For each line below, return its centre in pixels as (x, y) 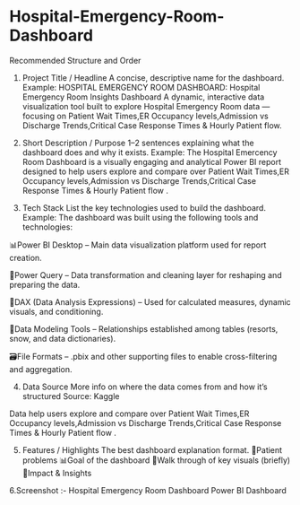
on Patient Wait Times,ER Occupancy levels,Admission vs (163, 116)
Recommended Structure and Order (75, 60)
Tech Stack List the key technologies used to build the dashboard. (144, 207)
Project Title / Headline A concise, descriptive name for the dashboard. (153, 77)
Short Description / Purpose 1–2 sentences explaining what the (138, 143)
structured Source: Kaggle (71, 396)
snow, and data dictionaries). (63, 338)
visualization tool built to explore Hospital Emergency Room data (141, 106)
